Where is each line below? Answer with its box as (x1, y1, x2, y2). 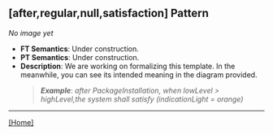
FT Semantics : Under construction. (19, 44, 140, 54)
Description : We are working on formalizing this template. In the (19, 61, 236, 71)
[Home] (8, 117, 34, 127)
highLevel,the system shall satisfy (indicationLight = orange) (40, 94, 244, 104)
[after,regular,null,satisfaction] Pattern (8, 7, 210, 20)
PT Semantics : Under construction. (19, 52, 140, 62)
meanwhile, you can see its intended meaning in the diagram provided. (19, 69, 258, 80)
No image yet (8, 28, 54, 37)
